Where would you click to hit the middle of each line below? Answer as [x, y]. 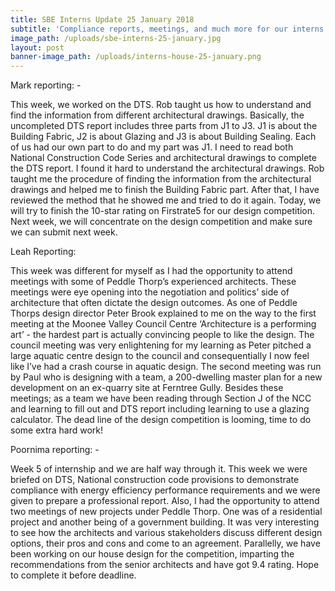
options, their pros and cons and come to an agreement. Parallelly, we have [165, 543]
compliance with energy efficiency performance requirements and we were [165, 490]
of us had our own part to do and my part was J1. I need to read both [152, 147]
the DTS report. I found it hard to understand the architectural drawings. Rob [167, 168]
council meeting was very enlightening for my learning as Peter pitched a [161, 345]
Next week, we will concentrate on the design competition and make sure [161, 222]
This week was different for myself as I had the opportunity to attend [151, 271]
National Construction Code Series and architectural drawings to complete [163, 158]
